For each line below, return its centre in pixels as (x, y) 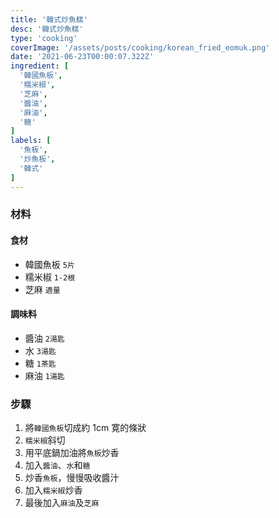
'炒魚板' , (37, 159)
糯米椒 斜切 (45, 440)
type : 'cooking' (44, 38)
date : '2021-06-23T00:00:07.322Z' (82, 57)
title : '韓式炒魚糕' (49, 19)
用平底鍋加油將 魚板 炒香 (72, 453)
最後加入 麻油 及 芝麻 (62, 503)
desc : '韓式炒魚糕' (47, 29)
